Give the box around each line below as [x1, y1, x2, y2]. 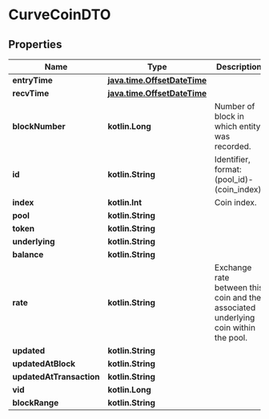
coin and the [215, 292, 262, 303]
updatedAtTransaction [12, 371, 100, 382]
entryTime [12, 75, 54, 86]
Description [215, 62, 262, 72]
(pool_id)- [215, 174, 254, 185]
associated [215, 302, 256, 313]
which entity [215, 121, 261, 131]
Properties [8, 38, 62, 51]
